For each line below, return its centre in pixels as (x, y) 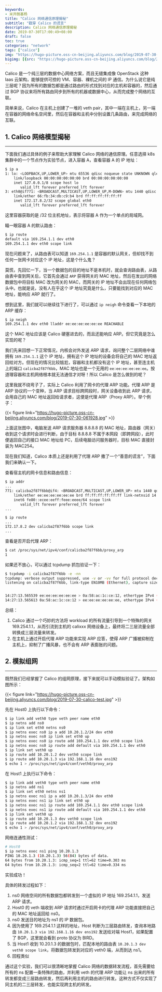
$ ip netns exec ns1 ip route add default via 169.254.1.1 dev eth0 (75, 810)
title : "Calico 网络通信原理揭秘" (37, 18)
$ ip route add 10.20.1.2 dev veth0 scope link (54, 755)
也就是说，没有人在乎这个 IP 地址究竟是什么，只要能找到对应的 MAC (85, 288)
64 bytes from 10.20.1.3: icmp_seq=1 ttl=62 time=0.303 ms (66, 860)
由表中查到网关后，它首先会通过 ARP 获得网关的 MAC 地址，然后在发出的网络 (81, 276)
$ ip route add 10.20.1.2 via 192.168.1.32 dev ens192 (61, 823)
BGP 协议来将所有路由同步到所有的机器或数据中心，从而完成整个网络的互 (83, 92)
